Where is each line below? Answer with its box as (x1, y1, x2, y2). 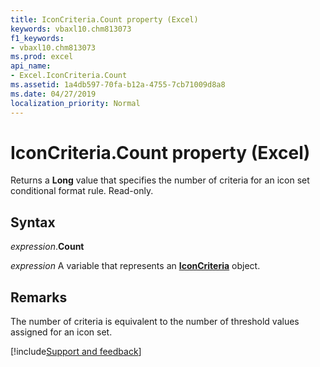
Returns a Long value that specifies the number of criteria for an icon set (10, 174, 310, 186)
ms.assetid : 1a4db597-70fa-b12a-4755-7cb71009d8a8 (10, 80, 226, 90)
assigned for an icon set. (10, 326, 113, 338)
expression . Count (10, 241, 85, 253)
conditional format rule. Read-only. (10, 185, 154, 197)
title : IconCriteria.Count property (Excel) (10, 14, 199, 25)
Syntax (10, 214, 56, 231)
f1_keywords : (10, 33, 65, 43)
